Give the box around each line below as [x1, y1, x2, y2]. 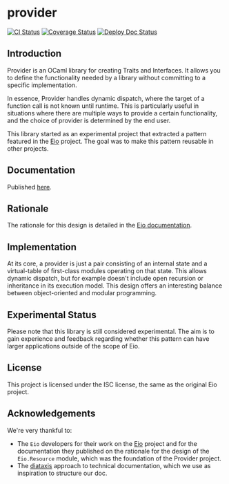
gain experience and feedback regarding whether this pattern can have [7, 335, 210, 343]
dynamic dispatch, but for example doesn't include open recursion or [7, 274, 203, 283]
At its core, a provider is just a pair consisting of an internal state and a [7, 259, 208, 268]
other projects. [7, 144, 50, 153]
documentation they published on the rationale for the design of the [17, 447, 210, 455]
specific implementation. [7, 81, 77, 89]
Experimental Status [7, 309, 97, 321]
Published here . [7, 183, 52, 191]
